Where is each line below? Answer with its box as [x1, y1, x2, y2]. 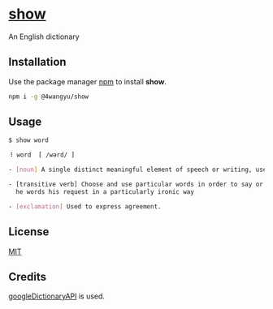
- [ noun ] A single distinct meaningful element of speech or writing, [8, 165, 253, 174]
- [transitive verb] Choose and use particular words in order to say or [8, 180, 264, 189]
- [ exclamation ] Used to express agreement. [8, 202, 162, 211]
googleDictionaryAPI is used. [8, 291, 106, 301]
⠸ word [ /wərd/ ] [8, 151, 76, 159]
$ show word [8, 136, 49, 144]
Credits [8, 269, 47, 284]
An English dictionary [8, 32, 80, 41]
